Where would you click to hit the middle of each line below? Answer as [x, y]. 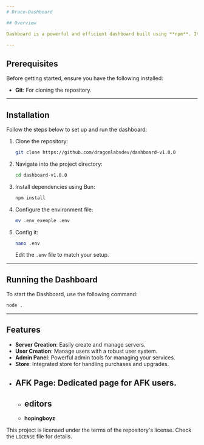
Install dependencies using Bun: [55, 186]
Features [23, 330]
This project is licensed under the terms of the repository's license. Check [99, 430]
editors [38, 403]
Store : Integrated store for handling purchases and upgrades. [92, 364]
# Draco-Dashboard [29, 12]
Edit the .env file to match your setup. [62, 255]
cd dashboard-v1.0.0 [41, 175]
